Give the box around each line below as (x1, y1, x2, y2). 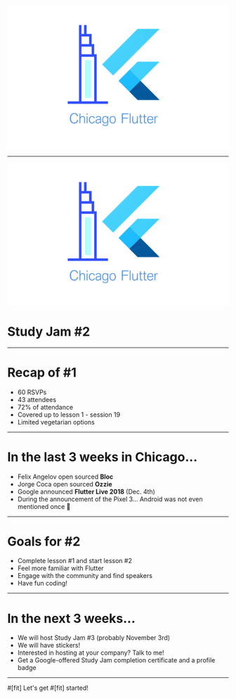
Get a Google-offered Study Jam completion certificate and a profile (17, 656, 216, 665)
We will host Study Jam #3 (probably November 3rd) (17, 634, 171, 642)
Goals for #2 (7, 534, 81, 549)
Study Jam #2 (7, 323, 91, 339)
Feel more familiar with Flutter (17, 564, 104, 572)
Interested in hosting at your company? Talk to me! (17, 648, 164, 657)
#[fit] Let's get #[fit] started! (7, 684, 89, 692)
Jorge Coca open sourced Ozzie (17, 479, 112, 488)
